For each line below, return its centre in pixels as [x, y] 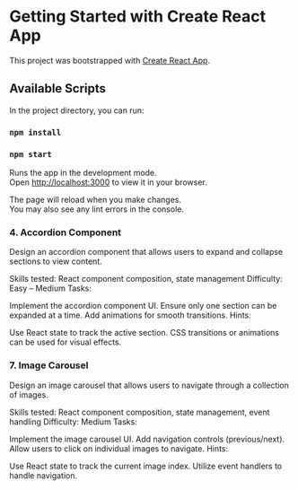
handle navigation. [44, 475]
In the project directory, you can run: [77, 110]
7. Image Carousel [49, 365]
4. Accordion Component [66, 232]
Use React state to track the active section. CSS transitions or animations [145, 333]
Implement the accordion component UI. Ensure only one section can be [143, 306]
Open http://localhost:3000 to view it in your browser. [109, 182]
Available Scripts [57, 88]
